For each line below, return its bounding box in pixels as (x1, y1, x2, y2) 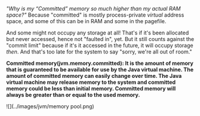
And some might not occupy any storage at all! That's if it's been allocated (6, 29, 189, 36)
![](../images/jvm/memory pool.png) (6, 103, 94, 109)
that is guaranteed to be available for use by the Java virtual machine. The (6, 66, 194, 73)
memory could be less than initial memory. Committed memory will (6, 85, 176, 92)
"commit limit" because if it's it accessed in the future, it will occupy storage (6, 42, 193, 49)
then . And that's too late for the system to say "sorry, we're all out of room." (6, 48, 192, 55)
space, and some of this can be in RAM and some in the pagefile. (6, 18, 167, 24)
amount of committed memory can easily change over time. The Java (6, 73, 182, 79)
